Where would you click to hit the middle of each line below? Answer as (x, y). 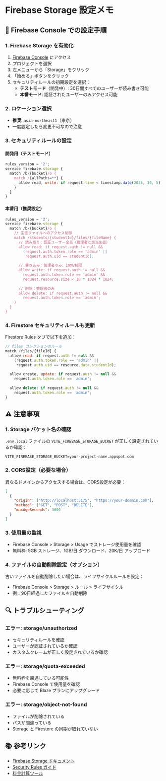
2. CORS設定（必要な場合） (38, 470)
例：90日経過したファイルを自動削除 (50, 593)
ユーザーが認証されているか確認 (45, 646)
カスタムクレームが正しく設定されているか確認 (60, 652)
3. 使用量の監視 (24, 533)
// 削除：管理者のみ (36, 289)
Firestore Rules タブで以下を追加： (41, 337)
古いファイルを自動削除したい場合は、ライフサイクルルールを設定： (75, 576)
